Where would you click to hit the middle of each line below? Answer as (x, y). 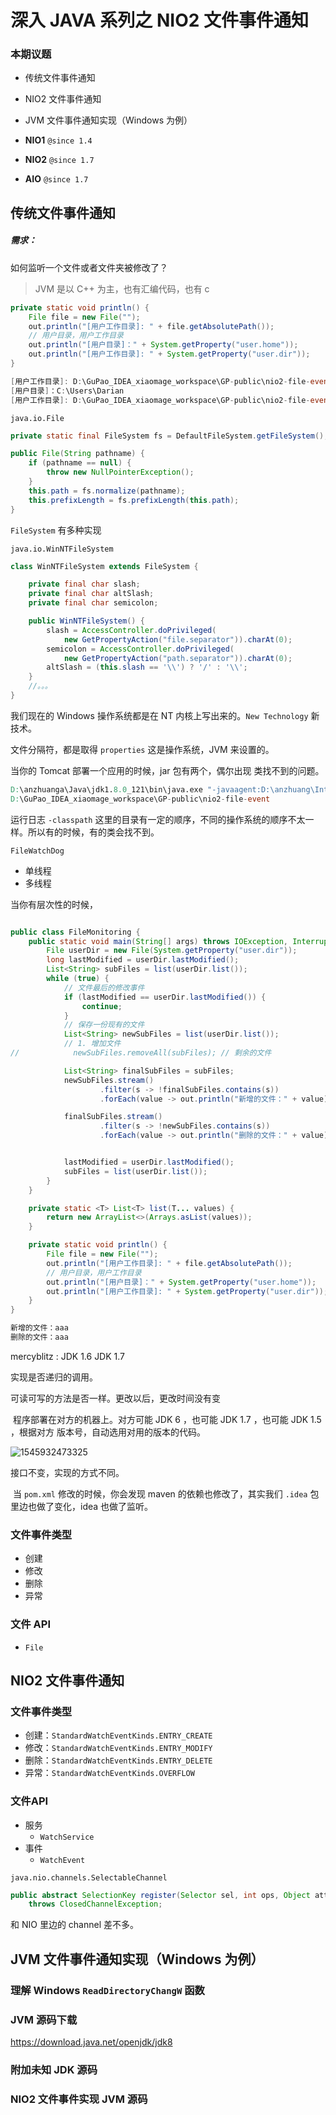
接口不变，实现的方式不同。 (67, 1472)
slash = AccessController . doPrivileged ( (131, 630)
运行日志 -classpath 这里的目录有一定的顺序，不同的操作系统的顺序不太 (158, 819)
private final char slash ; (84, 584)
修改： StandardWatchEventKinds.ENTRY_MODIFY (118, 1748)
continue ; (102, 1006)
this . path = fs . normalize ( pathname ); (107, 491)
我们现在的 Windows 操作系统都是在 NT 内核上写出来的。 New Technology (159, 715)
